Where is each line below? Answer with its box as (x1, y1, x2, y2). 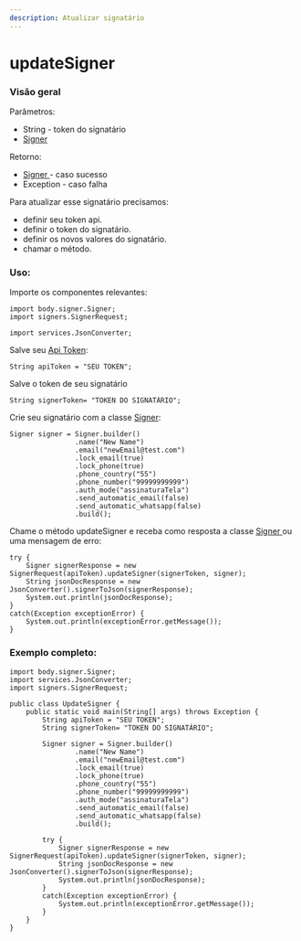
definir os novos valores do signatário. (22, 234, 167, 245)
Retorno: (9, 152, 42, 163)
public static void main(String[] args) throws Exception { (26, 707, 259, 716)
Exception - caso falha (22, 179, 108, 190)
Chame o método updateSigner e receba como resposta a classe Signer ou (9, 526, 293, 537)
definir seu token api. (22, 214, 103, 225)
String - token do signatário (22, 124, 127, 135)
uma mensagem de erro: (9, 536, 102, 547)
